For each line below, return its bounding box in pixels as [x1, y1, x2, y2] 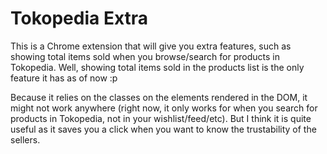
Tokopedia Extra [10, 7, 149, 30]
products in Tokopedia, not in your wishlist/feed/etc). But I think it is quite [10, 112, 312, 124]
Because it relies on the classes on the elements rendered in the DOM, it [10, 91, 308, 103]
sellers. [10, 133, 41, 146]
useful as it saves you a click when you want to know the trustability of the [10, 123, 317, 135]
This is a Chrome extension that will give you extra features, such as [10, 40, 292, 52]
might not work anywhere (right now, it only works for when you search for [10, 102, 318, 114]
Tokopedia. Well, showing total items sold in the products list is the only [10, 61, 305, 73]
